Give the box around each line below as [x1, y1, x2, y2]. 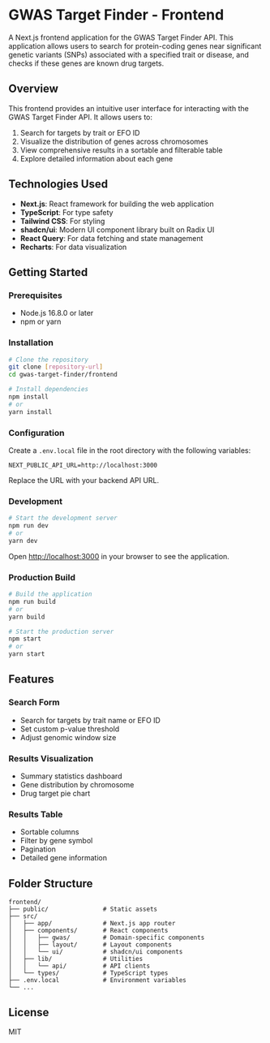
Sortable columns [19, 827, 79, 837]
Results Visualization [8, 752, 94, 764]
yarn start [8, 650, 45, 658]
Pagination [19, 844, 57, 854]
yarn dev [8, 537, 38, 545]
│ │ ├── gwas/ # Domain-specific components [8, 933, 205, 942]
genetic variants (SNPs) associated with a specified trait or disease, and [8, 50, 250, 59]
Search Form [8, 696, 60, 708]
